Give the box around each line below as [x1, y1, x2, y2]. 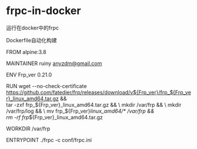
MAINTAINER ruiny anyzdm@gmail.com [6, 60, 102, 67]
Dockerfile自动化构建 [6, 36, 57, 43]
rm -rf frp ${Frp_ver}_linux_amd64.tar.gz [6, 113, 103, 121]
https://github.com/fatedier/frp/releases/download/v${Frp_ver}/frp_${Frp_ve [6, 89, 191, 96]
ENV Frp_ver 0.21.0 [6, 71, 52, 78]
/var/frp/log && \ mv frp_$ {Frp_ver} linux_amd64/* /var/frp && [6, 107, 155, 114]
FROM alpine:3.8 [6, 48, 46, 55]
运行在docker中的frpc [6, 24, 59, 31]
